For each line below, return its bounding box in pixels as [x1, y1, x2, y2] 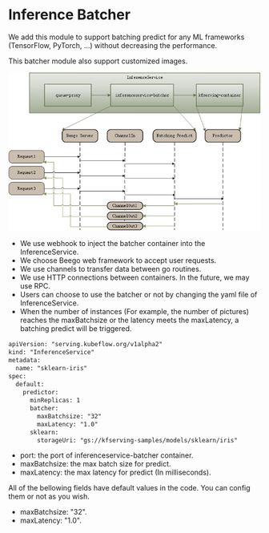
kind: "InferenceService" [8, 348, 94, 356]
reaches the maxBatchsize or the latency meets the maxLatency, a [19, 315, 239, 325]
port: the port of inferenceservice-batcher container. [19, 450, 194, 460]
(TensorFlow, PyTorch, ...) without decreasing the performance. [8, 40, 218, 50]
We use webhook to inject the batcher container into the [19, 238, 206, 248]
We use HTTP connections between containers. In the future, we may [19, 273, 250, 282]
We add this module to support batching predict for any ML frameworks [8, 32, 245, 42]
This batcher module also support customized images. [8, 56, 188, 66]
